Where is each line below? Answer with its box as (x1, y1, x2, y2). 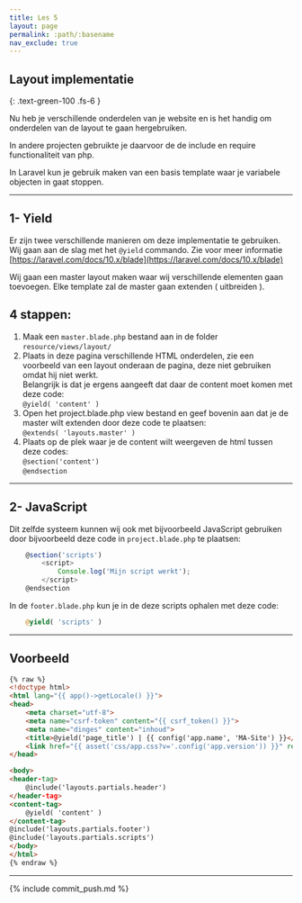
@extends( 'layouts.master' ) (22, 429, 137, 438)
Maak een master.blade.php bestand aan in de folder (22, 330, 218, 342)
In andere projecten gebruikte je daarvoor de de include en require (9, 140, 256, 151)
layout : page (9, 22, 58, 31)
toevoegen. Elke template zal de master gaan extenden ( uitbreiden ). (9, 281, 265, 292)
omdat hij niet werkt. (22, 369, 99, 380)
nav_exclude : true (9, 38, 78, 48)
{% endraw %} (9, 858, 58, 867)
